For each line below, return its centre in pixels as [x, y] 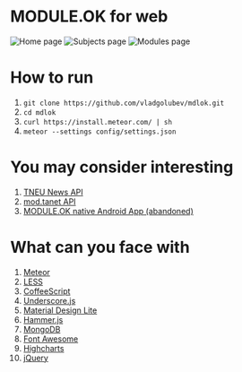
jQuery [35, 358]
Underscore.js [49, 300]
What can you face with [100, 247]
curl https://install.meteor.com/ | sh [98, 122]
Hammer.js [43, 319]
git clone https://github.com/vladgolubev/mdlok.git [124, 103]
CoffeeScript [47, 291]
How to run [52, 78]
